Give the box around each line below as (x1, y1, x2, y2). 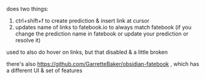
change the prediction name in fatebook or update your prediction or (15, 30, 188, 37)
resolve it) (15, 37, 41, 43)
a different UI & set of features (6, 67, 83, 74)
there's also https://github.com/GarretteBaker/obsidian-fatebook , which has (6, 61, 199, 67)
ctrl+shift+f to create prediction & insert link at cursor (15, 17, 150, 24)
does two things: (6, 6, 49, 12)
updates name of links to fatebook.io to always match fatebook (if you (15, 24, 192, 31)
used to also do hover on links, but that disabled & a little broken (6, 48, 168, 56)
